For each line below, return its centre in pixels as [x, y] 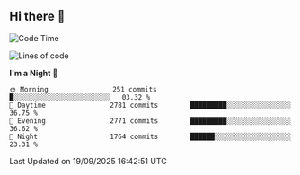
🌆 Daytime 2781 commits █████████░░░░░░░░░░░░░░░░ [150, 105]
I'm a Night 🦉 [34, 73]
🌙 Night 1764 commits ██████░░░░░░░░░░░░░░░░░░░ [150, 136]
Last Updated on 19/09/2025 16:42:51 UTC [88, 161]
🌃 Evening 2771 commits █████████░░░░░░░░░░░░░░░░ [150, 121]
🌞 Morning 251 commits [83, 89]
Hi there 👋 [37, 17]
